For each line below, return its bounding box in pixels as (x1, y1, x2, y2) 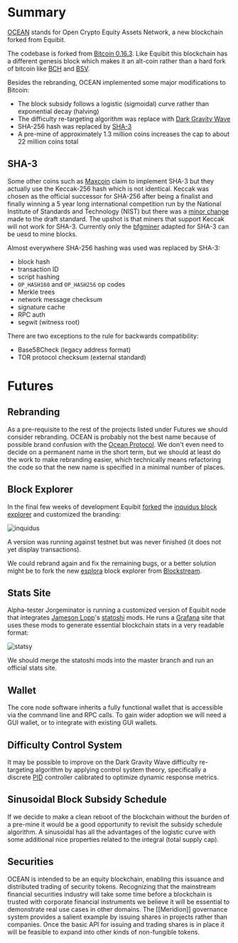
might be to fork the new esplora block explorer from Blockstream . (7, 567, 202, 575)
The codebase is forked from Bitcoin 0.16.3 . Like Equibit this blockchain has (7, 49, 228, 58)
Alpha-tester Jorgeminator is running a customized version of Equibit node (7, 606, 226, 614)
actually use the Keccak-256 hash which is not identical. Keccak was (7, 184, 210, 193)
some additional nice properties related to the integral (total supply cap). (7, 835, 219, 843)
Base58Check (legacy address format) (17, 345, 131, 354)
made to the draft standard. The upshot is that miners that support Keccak (7, 214, 225, 223)
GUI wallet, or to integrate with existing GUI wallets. (7, 718, 158, 727)
